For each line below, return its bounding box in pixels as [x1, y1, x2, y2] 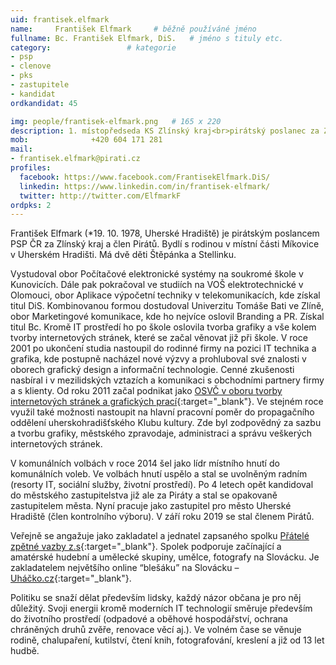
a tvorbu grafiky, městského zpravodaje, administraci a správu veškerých [10, 427, 313, 440]
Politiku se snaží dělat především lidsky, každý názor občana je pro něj [10, 592, 302, 604]
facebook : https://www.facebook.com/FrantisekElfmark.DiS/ [19, 172, 271, 182]
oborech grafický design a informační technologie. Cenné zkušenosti [10, 364, 295, 376]
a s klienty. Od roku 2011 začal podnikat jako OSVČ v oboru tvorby [10, 385, 283, 397]
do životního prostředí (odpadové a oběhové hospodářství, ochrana [10, 613, 288, 625]
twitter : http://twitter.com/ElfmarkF [19, 191, 182, 201]
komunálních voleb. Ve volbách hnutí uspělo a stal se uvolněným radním [10, 468, 308, 480]
